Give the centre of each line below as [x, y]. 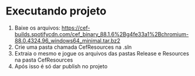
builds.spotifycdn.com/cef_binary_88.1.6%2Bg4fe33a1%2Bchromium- [101, 34]
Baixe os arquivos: [37, 28]
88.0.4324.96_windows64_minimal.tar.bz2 [67, 40]
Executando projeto [56, 11]
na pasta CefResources [44, 60]
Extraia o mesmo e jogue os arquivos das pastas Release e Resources [102, 53]
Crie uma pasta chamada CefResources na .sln [73, 47]
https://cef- [76, 28]
